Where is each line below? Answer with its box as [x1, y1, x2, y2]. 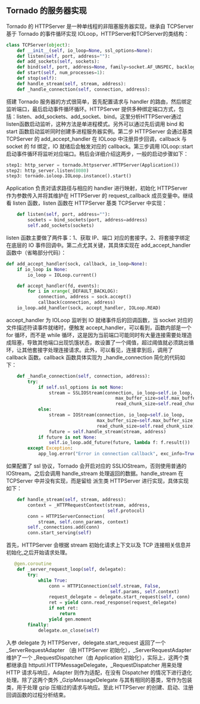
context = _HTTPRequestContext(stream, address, [27, 502, 151, 508]
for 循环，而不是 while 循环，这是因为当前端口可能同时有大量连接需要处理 [6, 331, 187, 338]
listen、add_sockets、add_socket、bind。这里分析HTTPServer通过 [16, 113, 182, 120]
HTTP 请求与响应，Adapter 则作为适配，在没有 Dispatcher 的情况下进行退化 [6, 669, 192, 676]
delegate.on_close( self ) [37, 627, 100, 634]
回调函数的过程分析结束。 [6, 691, 69, 698]
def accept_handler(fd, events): [17, 283, 100, 289]
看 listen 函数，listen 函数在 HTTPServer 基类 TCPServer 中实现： [6, 199, 168, 207]
